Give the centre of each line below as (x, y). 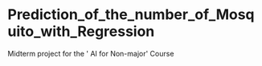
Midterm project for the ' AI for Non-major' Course (91, 53)
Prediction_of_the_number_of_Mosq (131, 15)
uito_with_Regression (81, 31)
